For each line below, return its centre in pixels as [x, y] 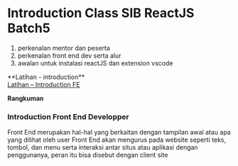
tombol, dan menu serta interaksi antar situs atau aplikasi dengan [103, 147]
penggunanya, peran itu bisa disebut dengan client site [88, 155]
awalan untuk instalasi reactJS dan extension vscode [95, 63]
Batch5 [29, 28]
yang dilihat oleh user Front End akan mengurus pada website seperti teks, [117, 140]
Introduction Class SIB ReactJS [101, 13]
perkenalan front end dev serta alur [70, 56]
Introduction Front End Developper [68, 117]
